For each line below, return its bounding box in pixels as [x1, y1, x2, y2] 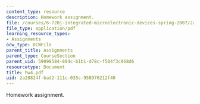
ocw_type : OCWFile [6, 42, 52, 48]
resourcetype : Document [6, 64, 65, 70]
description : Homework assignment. [6, 14, 95, 20]
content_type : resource [6, 8, 65, 15]
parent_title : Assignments [6, 48, 73, 53]
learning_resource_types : [6, 31, 70, 37]
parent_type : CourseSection [6, 53, 76, 59]
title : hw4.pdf [6, 70, 44, 75]
